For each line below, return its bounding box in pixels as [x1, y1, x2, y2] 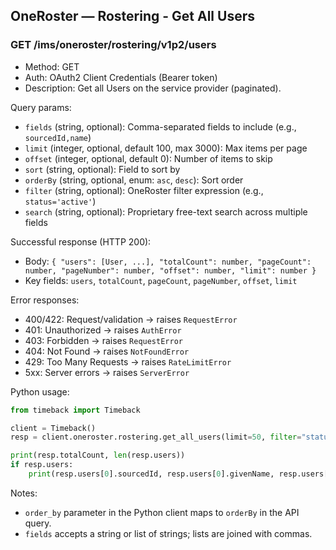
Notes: [10, 487, 38, 499]
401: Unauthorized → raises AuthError [24, 324, 182, 336]
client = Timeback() [10, 423, 97, 433]
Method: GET [24, 60, 80, 73]
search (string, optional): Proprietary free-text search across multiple [24, 205, 308, 218]
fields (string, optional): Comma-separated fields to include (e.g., [24, 120, 297, 133]
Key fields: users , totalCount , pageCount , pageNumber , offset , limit [24, 274, 298, 286]
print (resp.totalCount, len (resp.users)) [10, 450, 186, 461]
